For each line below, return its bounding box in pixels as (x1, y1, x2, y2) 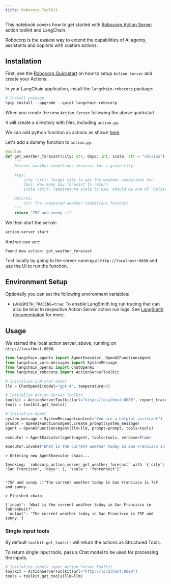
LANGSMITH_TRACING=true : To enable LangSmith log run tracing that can (12, 301, 160, 307)
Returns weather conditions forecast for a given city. (14, 163, 136, 168)
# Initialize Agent (5, 412, 47, 417)
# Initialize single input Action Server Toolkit (5, 564, 113, 569)
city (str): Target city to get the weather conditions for (23, 177, 154, 183)
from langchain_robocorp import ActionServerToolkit (5, 369, 120, 375)
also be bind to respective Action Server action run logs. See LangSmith (12, 307, 164, 313)
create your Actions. (5, 76, 48, 82)
